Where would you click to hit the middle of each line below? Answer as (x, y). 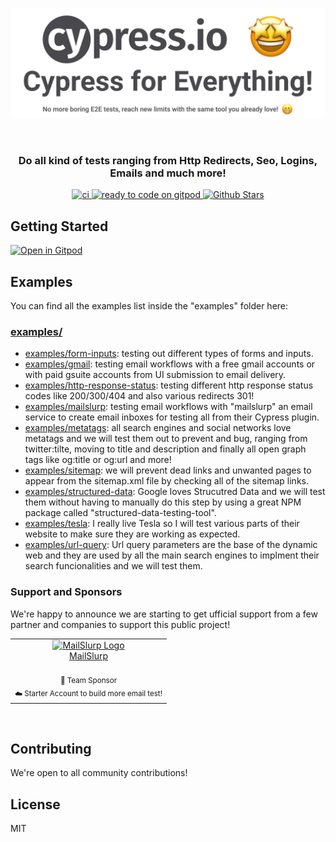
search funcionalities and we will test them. (113, 566)
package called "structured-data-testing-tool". (120, 513)
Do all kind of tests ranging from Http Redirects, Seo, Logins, (168, 161)
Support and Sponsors (66, 592)
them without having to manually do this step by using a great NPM (163, 502)
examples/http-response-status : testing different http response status (169, 385)
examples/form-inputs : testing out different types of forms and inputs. (169, 354)
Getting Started (59, 226)
